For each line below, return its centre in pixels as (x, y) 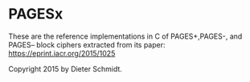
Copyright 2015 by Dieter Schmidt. (66, 68)
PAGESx (36, 14)
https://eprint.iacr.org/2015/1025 (62, 53)
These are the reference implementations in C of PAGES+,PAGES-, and (125, 36)
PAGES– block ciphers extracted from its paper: (87, 44)
